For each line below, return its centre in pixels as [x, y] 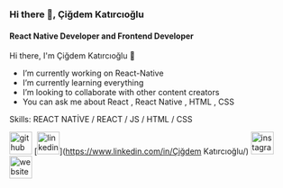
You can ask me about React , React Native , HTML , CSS [128, 102]
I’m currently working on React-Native [93, 73]
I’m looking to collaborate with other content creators [121, 93]
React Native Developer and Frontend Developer [101, 36]
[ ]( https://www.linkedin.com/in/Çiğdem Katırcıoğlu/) [141, 151]
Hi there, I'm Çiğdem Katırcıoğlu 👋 [72, 56]
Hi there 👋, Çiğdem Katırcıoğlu [77, 14]
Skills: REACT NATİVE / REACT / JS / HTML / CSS [101, 120]
